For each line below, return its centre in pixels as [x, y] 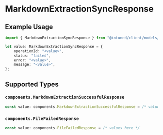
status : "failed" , [32, 56]
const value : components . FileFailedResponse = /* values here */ [72, 128]
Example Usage [29, 27]
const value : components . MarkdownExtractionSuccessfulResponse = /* [76, 107]
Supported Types [32, 84]
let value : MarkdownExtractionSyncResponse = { [54, 46]
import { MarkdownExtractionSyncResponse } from [55, 38]
